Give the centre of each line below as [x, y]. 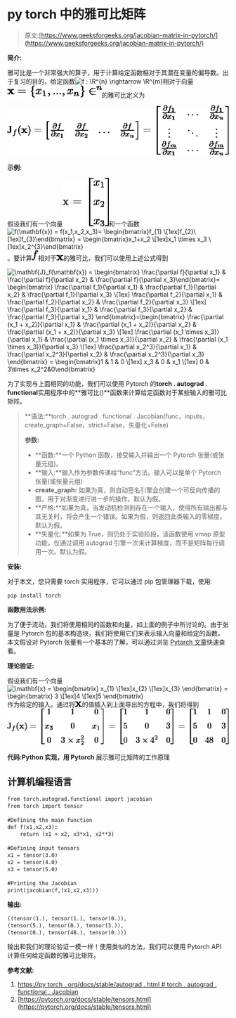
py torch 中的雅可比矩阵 [77, 14]
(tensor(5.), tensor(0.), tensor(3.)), [66, 926]
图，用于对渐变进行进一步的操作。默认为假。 [100, 498]
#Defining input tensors [44, 849]
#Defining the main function [50, 820]
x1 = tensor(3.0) [33, 856]
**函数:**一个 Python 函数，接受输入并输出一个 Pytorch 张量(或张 [130, 455]
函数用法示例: [27, 610]
